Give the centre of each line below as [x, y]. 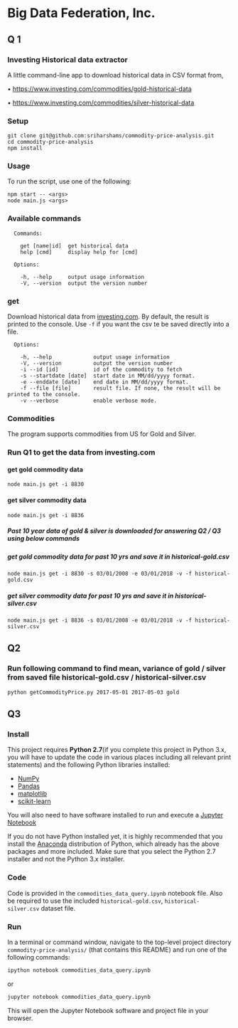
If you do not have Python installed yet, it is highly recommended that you [115, 837]
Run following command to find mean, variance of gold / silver [117, 669]
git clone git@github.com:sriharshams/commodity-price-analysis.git [111, 136]
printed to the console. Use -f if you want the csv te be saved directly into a [118, 324]
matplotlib [32, 794]
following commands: [39, 957]
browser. [20, 1018]
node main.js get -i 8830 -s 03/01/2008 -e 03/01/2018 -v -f [100, 574]
